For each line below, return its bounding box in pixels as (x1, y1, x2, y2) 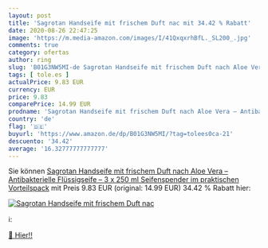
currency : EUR (8, 85, 56, 94)
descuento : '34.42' (8, 137, 73, 145)
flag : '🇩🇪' (8, 122, 48, 130)
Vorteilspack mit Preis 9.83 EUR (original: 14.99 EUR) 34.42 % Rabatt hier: (8, 184, 251, 193)
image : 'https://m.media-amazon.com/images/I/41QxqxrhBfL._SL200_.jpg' (8, 33, 251, 42)
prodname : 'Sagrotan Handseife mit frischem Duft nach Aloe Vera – (8, 108, 238, 116)
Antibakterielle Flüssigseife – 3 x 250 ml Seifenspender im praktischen (8, 175, 239, 184)
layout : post (8, 11, 52, 20)
